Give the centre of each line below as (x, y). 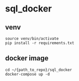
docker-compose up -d (28, 74)
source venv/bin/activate (32, 38)
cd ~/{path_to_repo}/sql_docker (39, 70)
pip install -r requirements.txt (40, 43)
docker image (27, 58)
